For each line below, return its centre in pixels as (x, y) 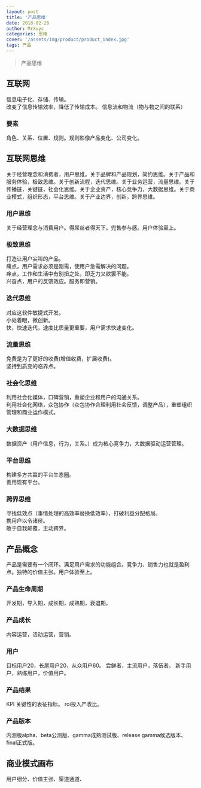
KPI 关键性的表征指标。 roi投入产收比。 (54, 704)
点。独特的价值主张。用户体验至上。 (51, 572)
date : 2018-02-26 (28, 23)
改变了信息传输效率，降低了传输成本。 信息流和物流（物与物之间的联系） (96, 107)
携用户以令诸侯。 (27, 521)
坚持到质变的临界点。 (32, 366)
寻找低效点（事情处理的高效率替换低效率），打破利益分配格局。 (83, 513)
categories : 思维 (27, 34)
